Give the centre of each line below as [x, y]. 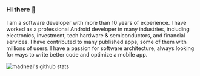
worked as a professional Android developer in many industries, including [98, 29]
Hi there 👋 [21, 10]
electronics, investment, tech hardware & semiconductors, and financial [96, 36]
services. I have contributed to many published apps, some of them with [96, 42]
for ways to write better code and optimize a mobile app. [77, 55]
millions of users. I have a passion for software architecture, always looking [100, 48]
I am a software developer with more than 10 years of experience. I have [96, 23]
